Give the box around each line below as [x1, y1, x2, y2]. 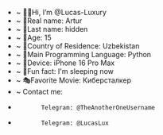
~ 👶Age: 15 [15, 33, 52, 42]
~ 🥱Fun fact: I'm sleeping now [15, 67, 114, 75]
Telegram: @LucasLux [41, 119, 109, 127]
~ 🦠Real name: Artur [15, 16, 83, 25]
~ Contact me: [15, 87, 64, 96]
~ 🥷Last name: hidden [15, 25, 88, 33]
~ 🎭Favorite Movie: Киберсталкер [15, 75, 132, 85]
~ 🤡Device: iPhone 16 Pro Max [15, 58, 115, 67]
